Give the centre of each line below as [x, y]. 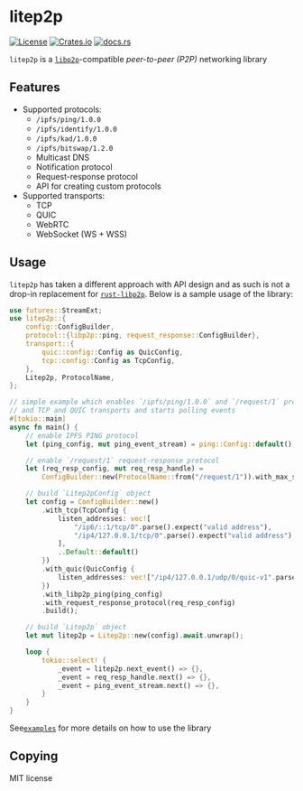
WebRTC [52, 224]
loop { [38, 652]
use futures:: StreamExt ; [56, 310]
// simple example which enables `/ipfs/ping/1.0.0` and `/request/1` [145, 402]
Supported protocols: [62, 109]
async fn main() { [44, 427]
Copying [34, 756]
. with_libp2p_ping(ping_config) [103, 594]
